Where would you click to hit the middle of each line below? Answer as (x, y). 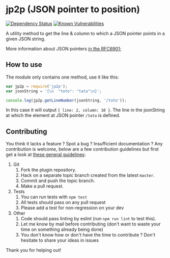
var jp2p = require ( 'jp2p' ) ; (37, 86)
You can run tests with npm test (54, 197)
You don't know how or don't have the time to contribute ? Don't (88, 235)
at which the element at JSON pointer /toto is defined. (63, 115)
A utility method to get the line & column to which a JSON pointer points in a (85, 33)
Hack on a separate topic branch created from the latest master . (88, 175)
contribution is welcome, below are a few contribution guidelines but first (82, 149)
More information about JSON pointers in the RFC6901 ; (64, 48)
